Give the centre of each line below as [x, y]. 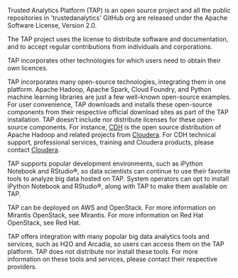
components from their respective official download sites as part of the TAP [118, 112]
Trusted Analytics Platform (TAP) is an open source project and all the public [119, 10]
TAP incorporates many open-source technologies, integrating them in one [117, 82]
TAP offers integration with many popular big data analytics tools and [108, 236]
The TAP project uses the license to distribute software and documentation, [118, 39]
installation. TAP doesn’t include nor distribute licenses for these [102, 119]
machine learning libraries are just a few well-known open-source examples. [119, 97]
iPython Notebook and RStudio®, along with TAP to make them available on [117, 186]
